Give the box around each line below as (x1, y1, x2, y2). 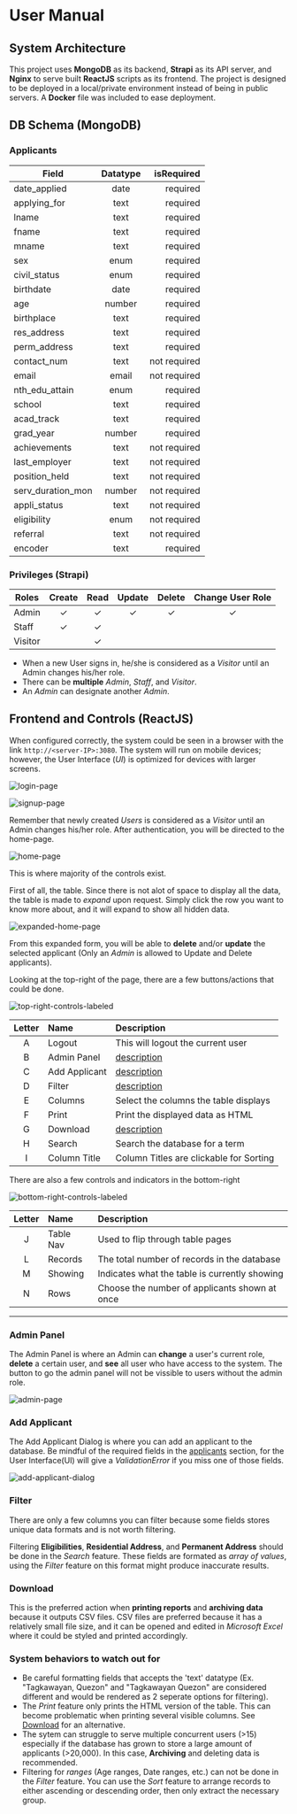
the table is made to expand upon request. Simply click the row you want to (9, 894, 285, 905)
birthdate (13, 282, 51, 295)
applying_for (13, 197, 66, 209)
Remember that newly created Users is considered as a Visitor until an (9, 814, 265, 825)
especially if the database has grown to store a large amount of (21, 1739, 253, 1749)
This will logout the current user (115, 1037, 247, 1049)
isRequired (154, 167, 201, 180)
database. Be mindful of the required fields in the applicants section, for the (9, 1446, 285, 1456)
